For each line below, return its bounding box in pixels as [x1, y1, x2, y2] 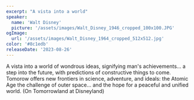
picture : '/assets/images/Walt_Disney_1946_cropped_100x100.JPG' [11, 25, 175, 31]
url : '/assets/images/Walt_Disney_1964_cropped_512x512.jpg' [11, 36, 165, 42]
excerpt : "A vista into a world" [6, 8, 88, 15]
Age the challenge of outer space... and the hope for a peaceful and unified [6, 81, 189, 88]
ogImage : [6, 30, 28, 36]
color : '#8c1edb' [6, 42, 49, 47]
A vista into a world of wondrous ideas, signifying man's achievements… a [6, 63, 186, 70]
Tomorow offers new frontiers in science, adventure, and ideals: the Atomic [6, 75, 189, 82]
